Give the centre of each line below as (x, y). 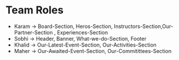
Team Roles (35, 10)
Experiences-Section (82, 32)
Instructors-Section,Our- (144, 26)
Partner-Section (34, 32)
